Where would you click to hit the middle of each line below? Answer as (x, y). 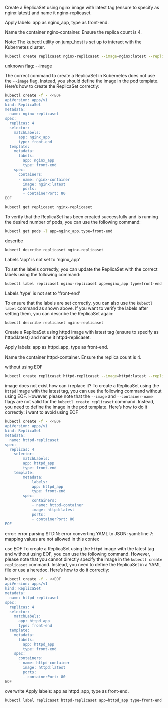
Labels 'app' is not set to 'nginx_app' (43, 259)
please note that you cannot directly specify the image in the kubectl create (84, 559)
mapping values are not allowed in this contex (52, 539)
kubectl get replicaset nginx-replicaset (49, 207)
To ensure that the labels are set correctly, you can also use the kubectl (79, 303)
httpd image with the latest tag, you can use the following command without (83, 391)
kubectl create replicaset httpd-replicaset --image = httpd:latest (76, 376)
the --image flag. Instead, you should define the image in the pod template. (82, 81)
